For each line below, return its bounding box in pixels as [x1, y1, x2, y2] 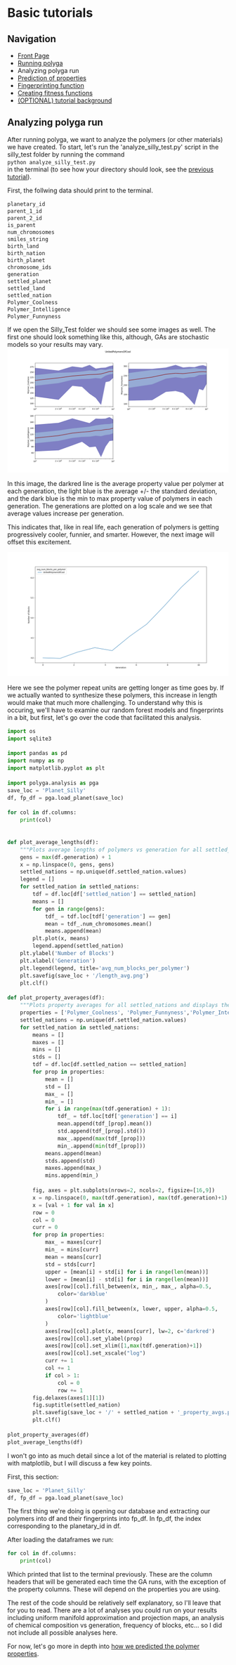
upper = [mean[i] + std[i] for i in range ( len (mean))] [44, 1268, 209, 1275]
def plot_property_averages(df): [7, 994, 105, 1001]
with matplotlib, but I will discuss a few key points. [7, 1459, 152, 1467]
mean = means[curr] [44, 1253, 102, 1261]
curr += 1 [44, 1357, 74, 1364]
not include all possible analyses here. [7, 1628, 118, 1637]
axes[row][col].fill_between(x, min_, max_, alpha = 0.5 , [44, 1283, 212, 1290]
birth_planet [7, 256, 46, 264]
